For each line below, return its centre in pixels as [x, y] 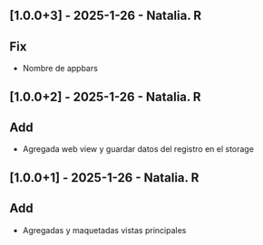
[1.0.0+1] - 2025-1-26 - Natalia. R [104, 178]
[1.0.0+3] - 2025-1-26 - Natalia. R [106, 16]
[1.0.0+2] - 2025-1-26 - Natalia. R [105, 96]
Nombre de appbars [60, 69]
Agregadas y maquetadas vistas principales [104, 230]
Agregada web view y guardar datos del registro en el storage [138, 149]
